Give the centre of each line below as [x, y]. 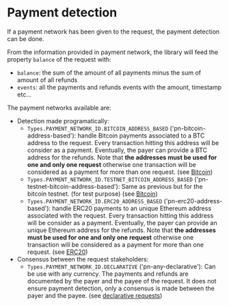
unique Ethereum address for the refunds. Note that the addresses [122, 230]
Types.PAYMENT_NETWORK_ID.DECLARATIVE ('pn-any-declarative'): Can [121, 266]
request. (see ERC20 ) [57, 252]
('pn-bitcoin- [188, 128]
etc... [24, 94]
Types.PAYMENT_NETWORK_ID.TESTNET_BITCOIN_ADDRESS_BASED [110, 179]
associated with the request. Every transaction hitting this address [120, 215]
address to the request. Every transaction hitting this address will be [123, 142]
